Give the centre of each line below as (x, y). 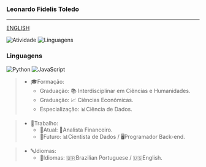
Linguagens (25, 56)
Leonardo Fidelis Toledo (43, 9)
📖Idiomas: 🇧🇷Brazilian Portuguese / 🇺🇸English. (101, 157)
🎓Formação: (47, 81)
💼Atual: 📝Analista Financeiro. (76, 130)
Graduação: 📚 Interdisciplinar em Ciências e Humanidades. (115, 91)
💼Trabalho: (44, 123)
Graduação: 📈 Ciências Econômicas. (86, 100)
